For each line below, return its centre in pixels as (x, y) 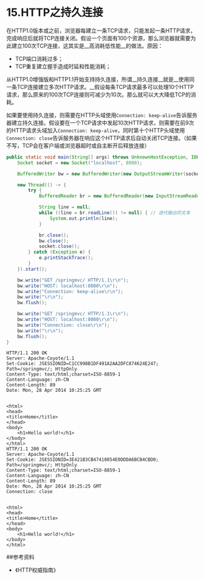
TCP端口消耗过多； (39, 59)
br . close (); (54, 235)
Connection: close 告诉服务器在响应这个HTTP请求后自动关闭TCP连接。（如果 (102, 138)
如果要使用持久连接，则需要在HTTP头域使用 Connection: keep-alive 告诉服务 (102, 115)
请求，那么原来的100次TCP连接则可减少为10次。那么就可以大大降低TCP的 (99, 94)
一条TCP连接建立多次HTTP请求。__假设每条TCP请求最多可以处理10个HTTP (100, 87)
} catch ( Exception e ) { (59, 252)
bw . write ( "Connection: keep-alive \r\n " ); (70, 291)
